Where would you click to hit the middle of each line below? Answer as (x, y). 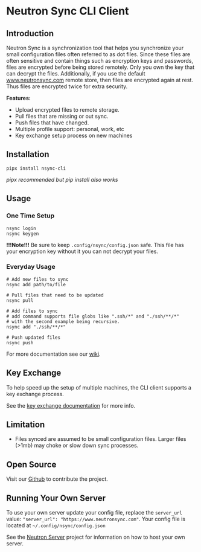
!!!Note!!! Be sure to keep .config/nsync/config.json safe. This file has (95, 245)
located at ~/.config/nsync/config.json (56, 525)
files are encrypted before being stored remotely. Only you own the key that (101, 67)
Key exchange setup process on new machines (74, 135)
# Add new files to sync (37, 279)
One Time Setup (30, 216)
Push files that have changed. (52, 123)
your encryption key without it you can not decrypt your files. (82, 251)
